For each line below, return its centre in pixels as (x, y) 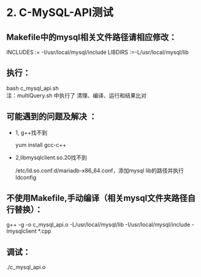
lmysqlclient (21, 231)
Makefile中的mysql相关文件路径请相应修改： (92, 37)
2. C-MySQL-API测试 (60, 13)
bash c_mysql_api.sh (33, 88)
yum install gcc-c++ (40, 145)
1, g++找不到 (31, 132)
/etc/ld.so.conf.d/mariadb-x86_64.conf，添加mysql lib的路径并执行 (99, 170)
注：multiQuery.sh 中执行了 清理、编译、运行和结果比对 (77, 95)
